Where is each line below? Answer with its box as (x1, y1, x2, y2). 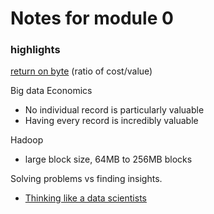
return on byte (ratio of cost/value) (10, 65, 153, 77)
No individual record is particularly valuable (24, 104, 205, 116)
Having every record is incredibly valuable (24, 115, 199, 127)
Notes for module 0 (10, 7, 174, 30)
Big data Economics (10, 85, 93, 97)
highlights (10, 43, 61, 57)
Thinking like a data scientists (24, 192, 147, 204)
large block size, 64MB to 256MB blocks (24, 153, 193, 166)
